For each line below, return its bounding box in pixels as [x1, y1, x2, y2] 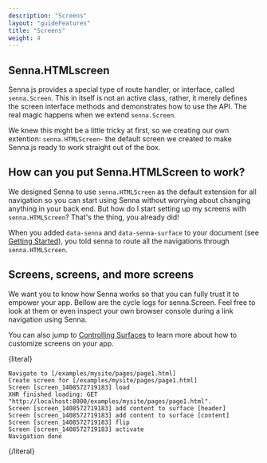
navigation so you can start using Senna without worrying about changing [8, 195, 251, 204]
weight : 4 [8, 34, 41, 42]
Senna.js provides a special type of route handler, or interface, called [8, 85, 235, 94]
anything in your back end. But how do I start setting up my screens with [8, 204, 247, 213]
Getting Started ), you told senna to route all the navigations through [8, 236, 230, 246]
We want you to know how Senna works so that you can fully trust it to [8, 289, 240, 299]
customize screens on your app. [8, 338, 114, 348]
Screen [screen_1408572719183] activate [8, 425, 145, 433]
